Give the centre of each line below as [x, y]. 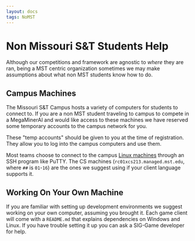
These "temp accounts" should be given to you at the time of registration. [95, 138]
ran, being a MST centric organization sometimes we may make [83, 69]
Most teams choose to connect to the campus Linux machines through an [95, 155]
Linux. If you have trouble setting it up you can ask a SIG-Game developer [95, 225]
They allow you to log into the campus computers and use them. [84, 144]
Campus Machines [41, 93]
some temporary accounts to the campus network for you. [77, 126]
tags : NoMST [21, 17]
